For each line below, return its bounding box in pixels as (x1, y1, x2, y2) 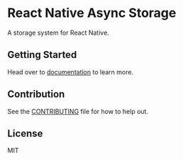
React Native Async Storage (7, 5, 177, 21)
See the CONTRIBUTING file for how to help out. (7, 107, 149, 115)
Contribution (7, 88, 65, 101)
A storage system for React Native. (7, 28, 110, 37)
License (7, 127, 43, 139)
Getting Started (7, 49, 77, 61)
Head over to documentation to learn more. (7, 67, 133, 76)
